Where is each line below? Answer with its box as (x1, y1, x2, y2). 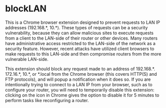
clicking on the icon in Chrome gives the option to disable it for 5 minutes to (5, 92, 160, 98)
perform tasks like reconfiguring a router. (5, 97, 89, 103)
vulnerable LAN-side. (5, 56, 49, 62)
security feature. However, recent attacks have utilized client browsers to (5, 46, 155, 52)
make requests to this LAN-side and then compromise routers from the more (5, 51, 162, 57)
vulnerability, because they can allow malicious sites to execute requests (5, 30, 154, 36)
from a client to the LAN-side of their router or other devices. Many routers (5, 35, 158, 41)
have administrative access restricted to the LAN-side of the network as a (5, 40, 156, 46)
